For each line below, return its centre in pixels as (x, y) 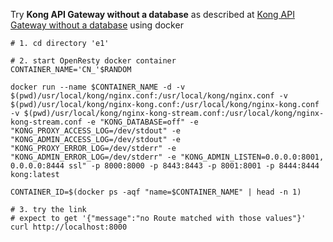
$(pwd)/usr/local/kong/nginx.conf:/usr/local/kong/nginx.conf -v (149, 96)
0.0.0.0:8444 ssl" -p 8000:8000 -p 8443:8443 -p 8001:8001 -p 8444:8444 (165, 166)
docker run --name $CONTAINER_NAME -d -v (98, 87)
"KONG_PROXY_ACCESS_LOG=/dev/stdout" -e (96, 131)
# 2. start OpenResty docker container (93, 61)
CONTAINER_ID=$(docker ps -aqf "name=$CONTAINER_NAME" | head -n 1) (156, 192)
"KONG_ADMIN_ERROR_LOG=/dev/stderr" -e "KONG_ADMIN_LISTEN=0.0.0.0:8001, (167, 157)
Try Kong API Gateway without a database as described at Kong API (152, 14)
